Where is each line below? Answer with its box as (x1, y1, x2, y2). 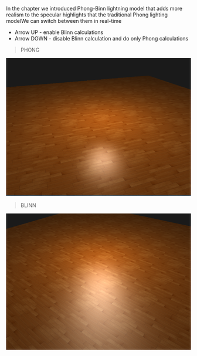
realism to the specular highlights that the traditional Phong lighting (6, 11, 168, 18)
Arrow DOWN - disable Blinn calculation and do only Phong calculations (14, 35, 189, 42)
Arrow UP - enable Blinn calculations (14, 29, 104, 36)
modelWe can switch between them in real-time (6, 18, 122, 24)
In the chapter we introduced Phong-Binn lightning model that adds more (6, 5, 183, 12)
